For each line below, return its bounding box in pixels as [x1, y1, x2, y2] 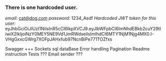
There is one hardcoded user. [5, 4, 78, 11]
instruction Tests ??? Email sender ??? [5, 51, 83, 57]
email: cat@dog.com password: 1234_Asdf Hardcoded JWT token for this [5, 15, 157, 21]
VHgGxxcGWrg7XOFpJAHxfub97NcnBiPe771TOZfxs [5, 36, 113, 42]
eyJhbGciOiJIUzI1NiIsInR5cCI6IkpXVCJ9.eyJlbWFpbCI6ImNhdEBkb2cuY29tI [5, 26, 162, 32]
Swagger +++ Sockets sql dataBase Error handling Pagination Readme [5, 46, 150, 52]
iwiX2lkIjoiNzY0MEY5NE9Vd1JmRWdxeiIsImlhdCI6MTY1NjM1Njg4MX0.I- [5, 31, 154, 37]
